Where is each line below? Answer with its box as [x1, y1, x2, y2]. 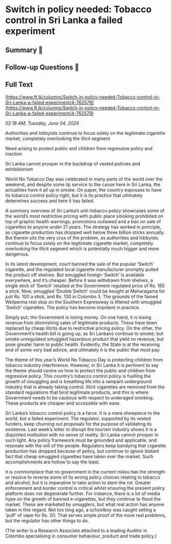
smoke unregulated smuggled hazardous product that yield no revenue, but [5, 336, 164, 342]
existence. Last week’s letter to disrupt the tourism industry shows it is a [5, 426, 157, 432]
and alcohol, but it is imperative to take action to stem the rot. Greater [5, 479, 152, 486]
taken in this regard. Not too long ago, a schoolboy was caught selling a [5, 507, 156, 513]
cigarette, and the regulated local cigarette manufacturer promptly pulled [5, 266, 159, 272]
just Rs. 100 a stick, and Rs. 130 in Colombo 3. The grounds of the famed [5, 293, 158, 299]
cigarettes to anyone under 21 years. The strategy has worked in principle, [5, 224, 162, 230]
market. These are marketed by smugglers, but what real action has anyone [5, 501, 164, 507]
